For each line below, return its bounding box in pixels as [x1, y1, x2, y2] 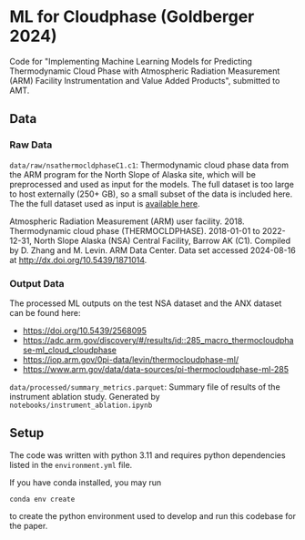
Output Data [9, 277, 66, 290]
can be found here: [9, 307, 81, 318]
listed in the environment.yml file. [9, 459, 133, 470]
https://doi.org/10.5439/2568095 [22, 325, 147, 336]
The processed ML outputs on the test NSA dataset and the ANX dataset [9, 298, 282, 309]
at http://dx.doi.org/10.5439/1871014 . [9, 254, 147, 265]
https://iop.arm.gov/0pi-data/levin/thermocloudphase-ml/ [22, 353, 239, 365]
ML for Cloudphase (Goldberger [9, 6, 255, 27]
